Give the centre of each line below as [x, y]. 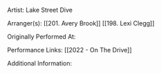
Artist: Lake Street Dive [40, 10]
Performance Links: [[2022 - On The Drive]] [70, 50]
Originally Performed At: [41, 36]
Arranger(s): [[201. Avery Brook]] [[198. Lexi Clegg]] [81, 23]
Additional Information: [40, 63]
